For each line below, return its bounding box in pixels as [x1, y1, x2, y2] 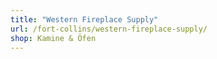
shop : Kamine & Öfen [10, 33, 97, 43]
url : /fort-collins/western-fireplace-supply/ [10, 24, 208, 34]
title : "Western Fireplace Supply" [10, 14, 159, 25]
